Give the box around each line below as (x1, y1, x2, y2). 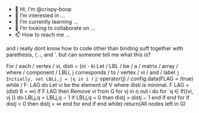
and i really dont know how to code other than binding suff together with (6, 45, 184, 51)
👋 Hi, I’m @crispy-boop (14, 6, 72, 12)
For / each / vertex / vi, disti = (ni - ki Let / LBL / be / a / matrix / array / (6, 63, 178, 69)
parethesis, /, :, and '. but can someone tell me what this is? (6, 51, 151, 58)
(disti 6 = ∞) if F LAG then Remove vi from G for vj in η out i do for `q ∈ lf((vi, (6, 88, 194, 95)
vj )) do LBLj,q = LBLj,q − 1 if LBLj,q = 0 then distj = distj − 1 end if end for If (6, 94, 190, 101)
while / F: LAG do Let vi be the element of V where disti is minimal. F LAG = (6, 82, 189, 88)
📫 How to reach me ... (14, 31, 70, 38)
